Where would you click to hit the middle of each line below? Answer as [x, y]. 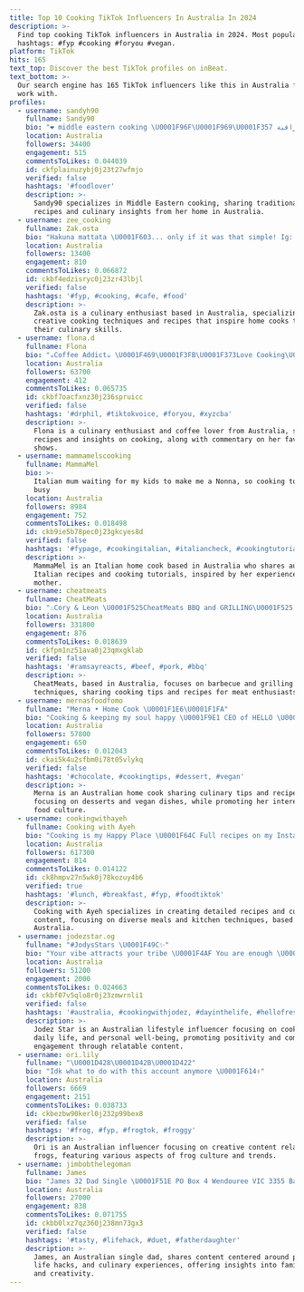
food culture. [60, 811]
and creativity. [64, 1274]
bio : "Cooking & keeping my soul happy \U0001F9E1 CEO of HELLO [149, 717]
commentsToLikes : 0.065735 [76, 389]
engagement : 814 [57, 861]
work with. [38, 93]
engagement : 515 [57, 152]
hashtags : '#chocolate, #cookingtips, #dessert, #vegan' [135, 776]
